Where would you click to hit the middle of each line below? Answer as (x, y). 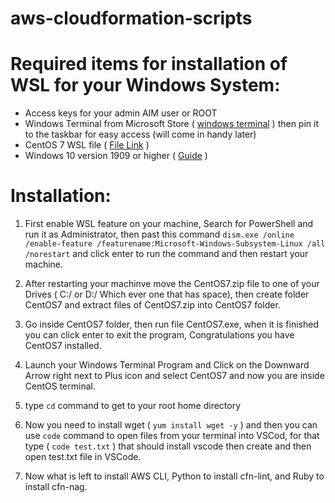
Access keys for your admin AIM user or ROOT (121, 113)
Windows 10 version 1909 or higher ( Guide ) (116, 156)
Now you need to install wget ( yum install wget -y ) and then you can (171, 425)
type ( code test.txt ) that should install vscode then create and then (168, 446)
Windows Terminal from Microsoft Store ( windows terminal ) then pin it (172, 124)
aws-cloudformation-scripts (131, 18)
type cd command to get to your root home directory (133, 406)
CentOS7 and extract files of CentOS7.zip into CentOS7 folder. (152, 305)
